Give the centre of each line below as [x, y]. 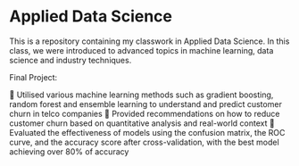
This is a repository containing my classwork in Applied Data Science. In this [149, 41]
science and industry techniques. [71, 60]
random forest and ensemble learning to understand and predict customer [146, 104]
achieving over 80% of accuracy [69, 151]
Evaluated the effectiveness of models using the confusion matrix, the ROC [147, 132]
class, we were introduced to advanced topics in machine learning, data [141, 50]
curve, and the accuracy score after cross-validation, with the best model [144, 142]
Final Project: [33, 77]
